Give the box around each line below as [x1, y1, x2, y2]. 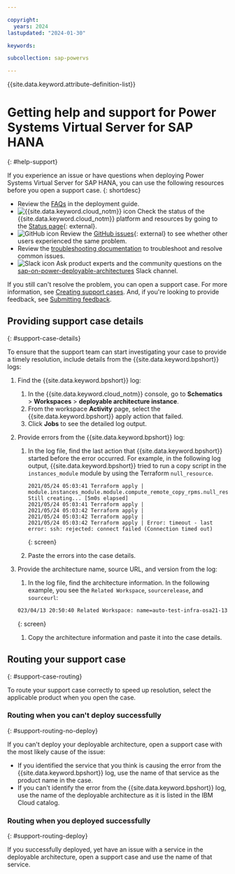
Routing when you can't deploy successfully [7, 711, 162, 721]
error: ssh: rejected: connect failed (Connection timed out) [27, 525, 213, 533]
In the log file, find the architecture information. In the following [27, 578, 210, 587]
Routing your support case [7, 653, 126, 666]
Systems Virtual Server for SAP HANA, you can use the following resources [7, 179, 225, 187]
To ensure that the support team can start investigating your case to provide [7, 348, 227, 356]
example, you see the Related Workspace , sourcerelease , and [27, 586, 204, 594]
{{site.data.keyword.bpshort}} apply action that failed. [27, 411, 183, 421]
